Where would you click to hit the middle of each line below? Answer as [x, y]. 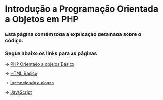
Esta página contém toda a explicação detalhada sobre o [73, 34]
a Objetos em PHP [42, 19]
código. [14, 41]
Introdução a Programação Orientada [82, 9]
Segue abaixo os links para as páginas [51, 53]
